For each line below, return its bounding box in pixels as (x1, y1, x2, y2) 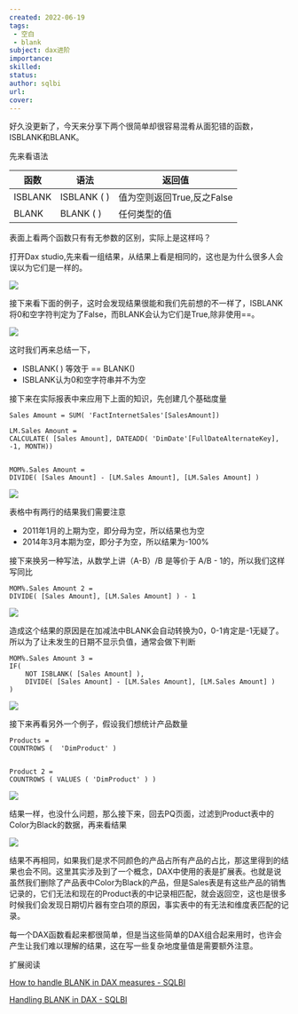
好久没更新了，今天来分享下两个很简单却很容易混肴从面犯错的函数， (9, 121, 258, 131)
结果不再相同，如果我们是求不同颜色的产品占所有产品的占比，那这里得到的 (9, 855, 281, 866)
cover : (9, 95, 34, 105)
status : (9, 71, 38, 80)
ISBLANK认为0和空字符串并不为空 (21, 375, 146, 385)
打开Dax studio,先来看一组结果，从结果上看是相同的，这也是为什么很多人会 (9, 251, 284, 262)
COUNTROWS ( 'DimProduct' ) (9, 744, 117, 753)
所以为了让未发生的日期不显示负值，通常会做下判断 (9, 637, 196, 647)
